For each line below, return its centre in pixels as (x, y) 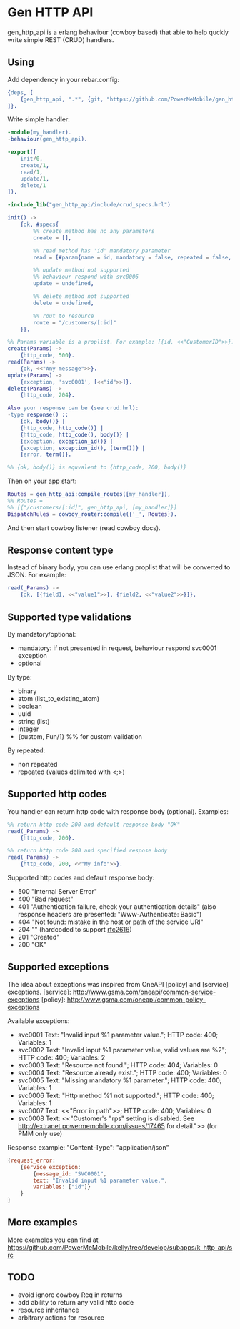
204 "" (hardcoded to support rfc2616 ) (75, 930)
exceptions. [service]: (39, 992)
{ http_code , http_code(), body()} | (75, 434)
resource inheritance (49, 1310)
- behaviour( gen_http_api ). (47, 139)
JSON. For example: (37, 575)
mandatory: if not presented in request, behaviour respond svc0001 (117, 648)
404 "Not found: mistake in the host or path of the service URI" (110, 922)
